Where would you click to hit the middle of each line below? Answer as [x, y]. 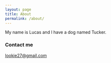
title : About [18, 14]
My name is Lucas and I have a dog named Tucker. [56, 32]
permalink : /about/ [25, 18]
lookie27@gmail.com [26, 55]
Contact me [19, 45]
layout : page [18, 9]
